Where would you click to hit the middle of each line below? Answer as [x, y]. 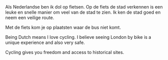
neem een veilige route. [30, 18]
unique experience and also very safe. [45, 42]
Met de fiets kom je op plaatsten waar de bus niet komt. [63, 27]
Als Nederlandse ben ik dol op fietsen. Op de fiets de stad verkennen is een [84, 7]
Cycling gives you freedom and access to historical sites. [65, 52]
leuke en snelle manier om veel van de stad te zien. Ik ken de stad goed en [83, 12]
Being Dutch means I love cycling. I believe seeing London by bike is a [78, 37]
